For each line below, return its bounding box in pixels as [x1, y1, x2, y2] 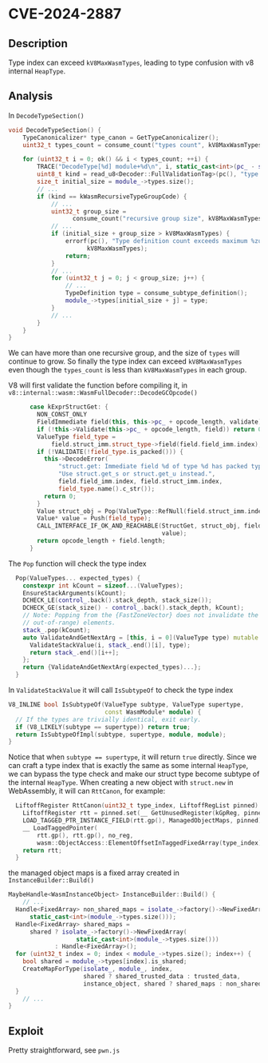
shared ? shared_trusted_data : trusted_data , [83, 972, 241, 980]
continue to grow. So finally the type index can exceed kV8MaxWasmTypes [8, 356, 242, 366]
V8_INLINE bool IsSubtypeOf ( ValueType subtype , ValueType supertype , [8, 701, 245, 709]
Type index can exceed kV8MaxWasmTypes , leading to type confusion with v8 [8, 58, 254, 67]
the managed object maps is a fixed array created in [8, 868, 179, 878]
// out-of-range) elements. [22, 619, 116, 627]
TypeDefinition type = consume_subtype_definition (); [65, 289, 248, 297]
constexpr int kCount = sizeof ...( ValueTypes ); [22, 581, 183, 590]
